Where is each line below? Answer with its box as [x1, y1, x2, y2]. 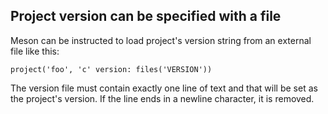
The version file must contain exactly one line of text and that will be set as [10, 82, 318, 94]
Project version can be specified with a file [10, 8, 282, 25]
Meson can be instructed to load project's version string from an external [10, 34, 312, 46]
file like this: [10, 45, 60, 57]
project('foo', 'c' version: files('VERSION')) [10, 64, 213, 74]
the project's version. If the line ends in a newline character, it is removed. [10, 92, 315, 104]
